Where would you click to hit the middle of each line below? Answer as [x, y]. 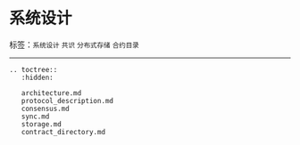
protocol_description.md [67, 101]
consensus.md [45, 109]
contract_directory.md [63, 132]
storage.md [42, 124]
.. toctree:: [33, 69]
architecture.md [51, 93]
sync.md [35, 117]
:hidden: [37, 77]
